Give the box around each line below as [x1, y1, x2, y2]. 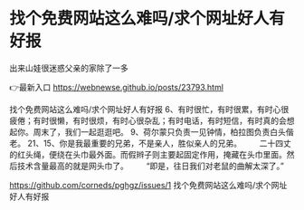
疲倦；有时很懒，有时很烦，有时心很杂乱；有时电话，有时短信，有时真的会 [9, 115, 287, 126]
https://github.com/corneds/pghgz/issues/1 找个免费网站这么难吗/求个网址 [9, 179, 288, 190]
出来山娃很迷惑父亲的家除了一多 [9, 62, 128, 73]
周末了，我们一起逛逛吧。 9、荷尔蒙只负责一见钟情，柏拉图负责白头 [33, 126, 287, 137]
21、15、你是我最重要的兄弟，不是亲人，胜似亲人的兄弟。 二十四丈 [26, 138, 292, 148]
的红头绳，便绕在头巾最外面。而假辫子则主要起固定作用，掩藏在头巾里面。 [9, 148, 287, 159]
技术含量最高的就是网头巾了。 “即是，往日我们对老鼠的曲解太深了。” [16, 160, 285, 171]
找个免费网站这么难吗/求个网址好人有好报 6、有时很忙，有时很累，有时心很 [9, 103, 290, 114]
